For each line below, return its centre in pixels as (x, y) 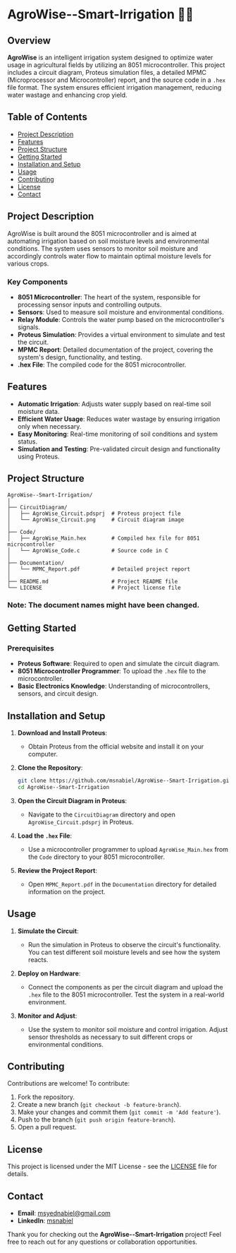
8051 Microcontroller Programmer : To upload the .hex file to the (112, 671)
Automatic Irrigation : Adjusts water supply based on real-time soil (114, 404)
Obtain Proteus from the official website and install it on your (116, 746)
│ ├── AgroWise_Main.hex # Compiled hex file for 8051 (104, 538)
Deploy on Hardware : (49, 973)
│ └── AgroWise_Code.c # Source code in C (88, 550)
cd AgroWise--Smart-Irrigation (63, 787)
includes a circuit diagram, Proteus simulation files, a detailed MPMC (107, 72)
